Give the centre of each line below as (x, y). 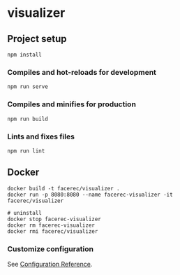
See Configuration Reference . (50, 264)
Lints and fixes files (41, 136)
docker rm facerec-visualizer (51, 225)
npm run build (28, 119)
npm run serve (28, 87)
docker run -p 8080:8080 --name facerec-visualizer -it (90, 195)
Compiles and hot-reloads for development (82, 72)
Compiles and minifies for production (72, 104)
